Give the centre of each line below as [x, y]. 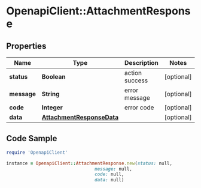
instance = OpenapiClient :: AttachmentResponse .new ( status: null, [89, 163]
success [136, 80]
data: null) [109, 180]
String [51, 94]
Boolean [54, 77]
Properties [26, 46]
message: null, [114, 169]
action [133, 73]
